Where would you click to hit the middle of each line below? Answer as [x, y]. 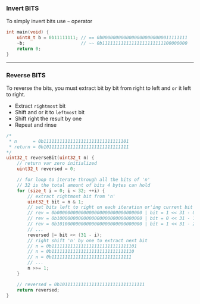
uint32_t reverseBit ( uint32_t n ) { [50, 158]
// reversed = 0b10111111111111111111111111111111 [81, 284]
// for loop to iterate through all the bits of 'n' [84, 180]
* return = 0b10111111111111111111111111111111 [69, 147]
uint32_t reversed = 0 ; [46, 169]
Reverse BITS [26, 75]
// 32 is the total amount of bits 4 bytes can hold [84, 185]
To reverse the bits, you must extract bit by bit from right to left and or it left [99, 88]
